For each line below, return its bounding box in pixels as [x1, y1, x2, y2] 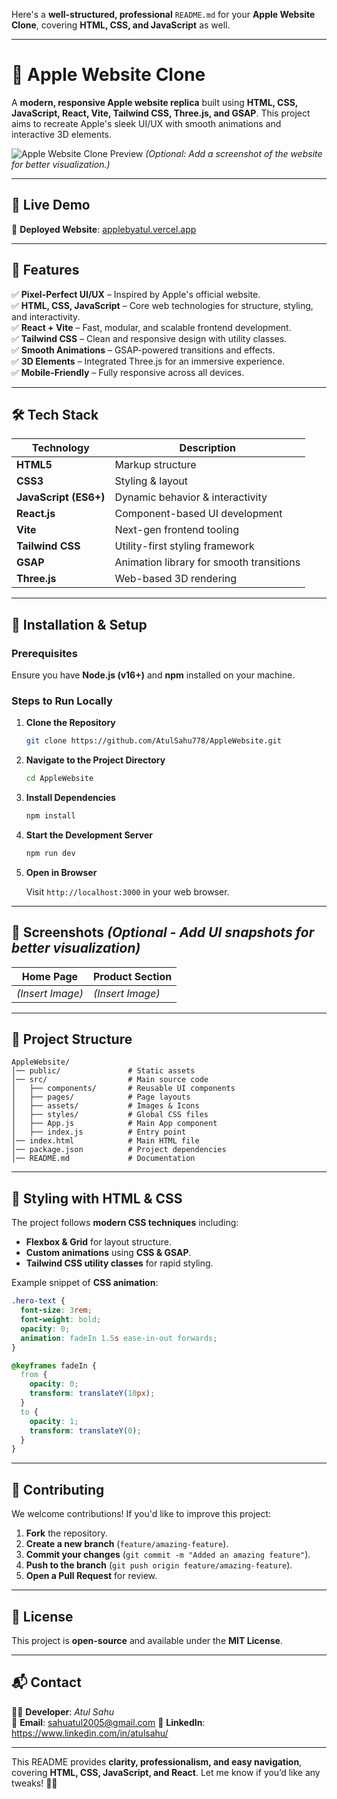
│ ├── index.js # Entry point [11, 1127, 187, 1138]
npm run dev [25, 848, 76, 858]
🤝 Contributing [11, 1481, 105, 1498]
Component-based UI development [114, 507, 283, 521]
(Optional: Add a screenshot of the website [145, 147, 323, 159]
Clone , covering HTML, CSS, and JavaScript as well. [11, 19, 231, 31]
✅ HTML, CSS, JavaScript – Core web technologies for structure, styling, [11, 299, 314, 311]
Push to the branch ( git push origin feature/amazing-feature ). [25, 1559, 293, 1571]
